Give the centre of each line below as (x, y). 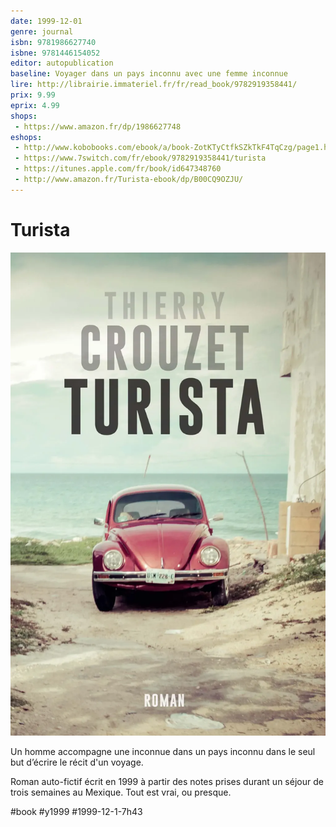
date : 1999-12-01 (46, 21)
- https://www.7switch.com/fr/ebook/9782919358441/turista (140, 158)
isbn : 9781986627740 (53, 42)
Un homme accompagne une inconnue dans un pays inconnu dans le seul (163, 751)
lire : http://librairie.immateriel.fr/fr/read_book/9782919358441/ (154, 85)
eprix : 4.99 (35, 105)
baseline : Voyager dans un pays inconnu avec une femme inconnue (149, 74)
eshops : (26, 137)
